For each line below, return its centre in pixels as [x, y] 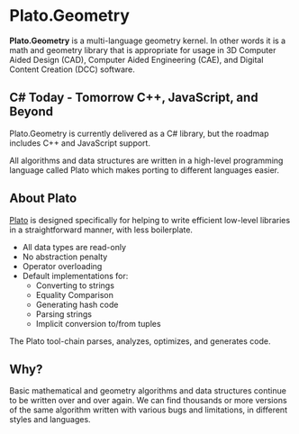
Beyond [32, 112]
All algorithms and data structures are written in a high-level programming [146, 160]
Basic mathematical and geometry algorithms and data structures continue [148, 391]
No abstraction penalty [65, 257]
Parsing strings [64, 314]
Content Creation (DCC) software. [72, 69]
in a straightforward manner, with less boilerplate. [101, 230]
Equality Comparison [75, 294]
